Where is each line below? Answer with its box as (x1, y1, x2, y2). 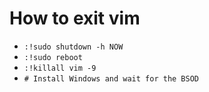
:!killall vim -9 (23, 63, 97, 73)
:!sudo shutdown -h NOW (23, 42, 124, 52)
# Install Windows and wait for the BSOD (23, 73, 199, 84)
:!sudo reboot (23, 52, 83, 62)
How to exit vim (9, 7, 141, 30)
